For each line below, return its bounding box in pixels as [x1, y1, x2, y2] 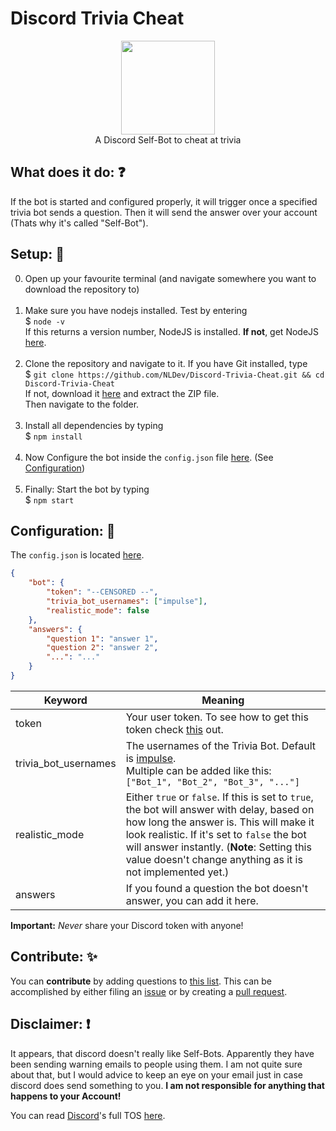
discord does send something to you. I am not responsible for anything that [10, 1079, 325, 1091]
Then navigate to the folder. [24, 398, 140, 410]
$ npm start [24, 493, 75, 506]
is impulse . [125, 751, 177, 765]
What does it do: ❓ [10, 164, 126, 181]
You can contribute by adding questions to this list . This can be [10, 975, 272, 987]
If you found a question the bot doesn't [125, 881, 308, 895]
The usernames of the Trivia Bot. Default [125, 738, 317, 752]
